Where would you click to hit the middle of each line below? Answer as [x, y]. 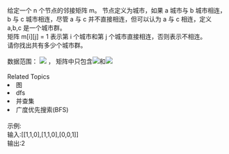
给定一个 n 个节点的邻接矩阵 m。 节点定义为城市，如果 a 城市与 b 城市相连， [117, 10]
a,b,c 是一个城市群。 [37, 28]
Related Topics [29, 77]
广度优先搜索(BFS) [42, 110]
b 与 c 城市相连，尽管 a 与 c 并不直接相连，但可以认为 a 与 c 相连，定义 [110, 19]
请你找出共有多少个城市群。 [47, 45]
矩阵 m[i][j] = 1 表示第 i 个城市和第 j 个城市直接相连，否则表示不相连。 [107, 37]
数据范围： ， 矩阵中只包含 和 [56, 61]
